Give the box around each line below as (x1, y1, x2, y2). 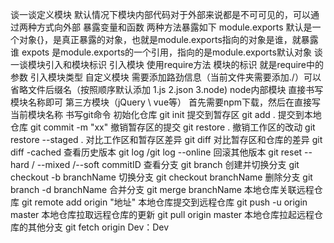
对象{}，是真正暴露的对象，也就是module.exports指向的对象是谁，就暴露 (18, 34, 319, 45)
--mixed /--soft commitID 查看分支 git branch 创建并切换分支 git (36, 159, 300, 170)
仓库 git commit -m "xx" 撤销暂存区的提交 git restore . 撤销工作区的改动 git (10, 121, 316, 133)
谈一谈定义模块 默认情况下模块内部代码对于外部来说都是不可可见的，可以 (10, 9, 311, 20)
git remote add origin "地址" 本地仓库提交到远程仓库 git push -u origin (21, 196, 308, 208)
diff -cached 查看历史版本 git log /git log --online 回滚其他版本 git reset (10, 146, 303, 158)
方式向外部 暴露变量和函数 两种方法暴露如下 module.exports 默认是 (36, 21, 313, 33)
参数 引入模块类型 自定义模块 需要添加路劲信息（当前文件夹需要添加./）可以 (10, 71, 322, 83)
